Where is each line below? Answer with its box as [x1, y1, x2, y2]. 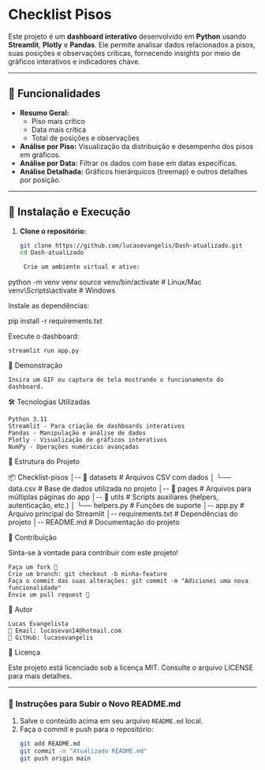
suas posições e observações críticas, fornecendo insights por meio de [8, 48, 241, 58]
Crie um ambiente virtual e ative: [23, 263, 140, 271]
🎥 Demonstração [8, 361, 63, 370]
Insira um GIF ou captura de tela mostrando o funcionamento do [8, 376, 224, 384]
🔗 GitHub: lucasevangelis [8, 634, 93, 642]
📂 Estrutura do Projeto [8, 457, 80, 466]
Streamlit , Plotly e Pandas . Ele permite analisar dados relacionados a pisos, [8, 39, 256, 49]
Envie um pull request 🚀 [8, 591, 90, 599]
